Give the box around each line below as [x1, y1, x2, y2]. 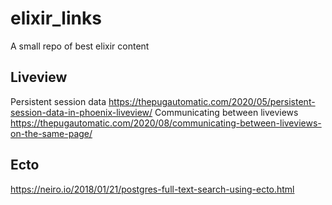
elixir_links [10, 7, 102, 30]
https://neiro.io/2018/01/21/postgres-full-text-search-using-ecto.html [10, 183, 295, 195]
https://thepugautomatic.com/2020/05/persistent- [108, 95, 316, 107]
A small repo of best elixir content [10, 40, 150, 52]
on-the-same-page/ [10, 127, 93, 139]
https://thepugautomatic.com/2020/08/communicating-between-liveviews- [10, 117, 322, 129]
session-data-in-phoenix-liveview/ [10, 106, 153, 118]
